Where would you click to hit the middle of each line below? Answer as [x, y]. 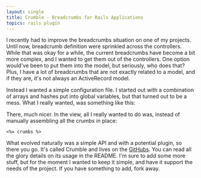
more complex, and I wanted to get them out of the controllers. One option [98, 59]
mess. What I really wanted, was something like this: [71, 103]
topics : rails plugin [33, 23]
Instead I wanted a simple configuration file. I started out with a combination [100, 90]
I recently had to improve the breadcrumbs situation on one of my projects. [99, 40]
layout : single [25, 12]
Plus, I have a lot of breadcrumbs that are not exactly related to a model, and [101, 72]
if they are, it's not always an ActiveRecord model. [68, 78]
